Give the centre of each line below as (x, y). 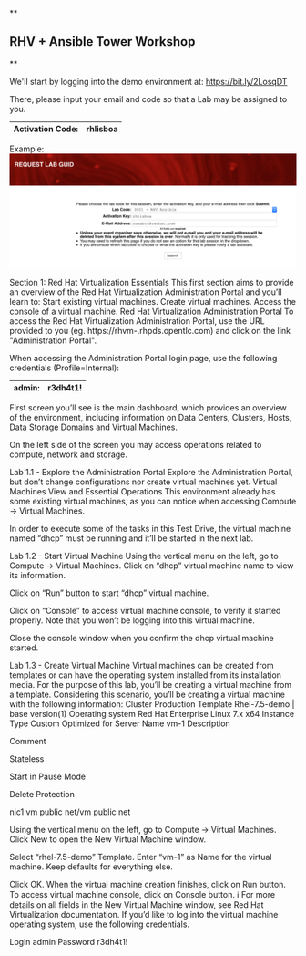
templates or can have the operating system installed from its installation (146, 675)
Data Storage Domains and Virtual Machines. (93, 427)
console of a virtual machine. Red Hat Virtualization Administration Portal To (152, 311)
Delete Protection (42, 794)
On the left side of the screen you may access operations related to (136, 444)
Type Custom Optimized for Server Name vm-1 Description (120, 723)
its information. (38, 575)
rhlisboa (102, 129)
